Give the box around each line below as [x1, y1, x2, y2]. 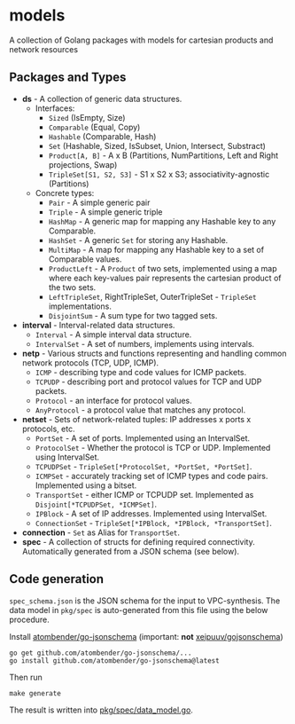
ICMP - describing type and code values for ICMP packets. [35, 366, 246, 377]
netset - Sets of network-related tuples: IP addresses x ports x [21, 413, 252, 424]
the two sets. [48, 281, 97, 293]
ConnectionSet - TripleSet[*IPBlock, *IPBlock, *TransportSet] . [35, 517, 273, 528]
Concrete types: [35, 187, 95, 198]
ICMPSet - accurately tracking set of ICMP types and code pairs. [35, 470, 268, 481]
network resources [9, 43, 78, 54]
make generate [9, 689, 62, 697]
